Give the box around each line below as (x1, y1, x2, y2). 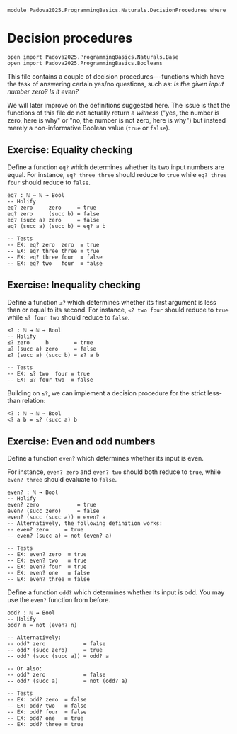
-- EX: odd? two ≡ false (7, 702, 87, 710)
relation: (21, 396, 46, 405)
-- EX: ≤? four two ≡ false (7, 376, 93, 383)
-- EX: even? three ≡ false (7, 576, 91, 583)
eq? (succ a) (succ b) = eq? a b (7, 222, 106, 230)
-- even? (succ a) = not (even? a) (7, 532, 112, 540)
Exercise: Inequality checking (7, 279, 141, 291)
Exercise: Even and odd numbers (7, 435, 156, 447)
